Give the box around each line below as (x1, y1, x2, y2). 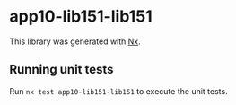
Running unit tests (9, 62, 114, 77)
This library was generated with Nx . (9, 36, 141, 47)
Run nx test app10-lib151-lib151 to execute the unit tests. (9, 85, 228, 96)
